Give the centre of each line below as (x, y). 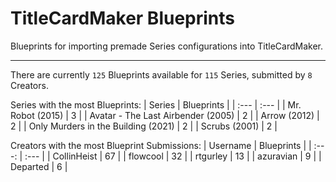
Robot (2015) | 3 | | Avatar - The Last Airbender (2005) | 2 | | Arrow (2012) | (165, 115)
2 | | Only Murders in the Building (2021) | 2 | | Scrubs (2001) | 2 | (144, 126)
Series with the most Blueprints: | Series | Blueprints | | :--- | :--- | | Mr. (156, 104)
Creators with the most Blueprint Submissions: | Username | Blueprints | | (161, 145)
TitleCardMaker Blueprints (123, 18)
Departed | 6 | (39, 166)
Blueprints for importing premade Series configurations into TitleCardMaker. (167, 46)
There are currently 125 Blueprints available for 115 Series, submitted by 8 (161, 74)
